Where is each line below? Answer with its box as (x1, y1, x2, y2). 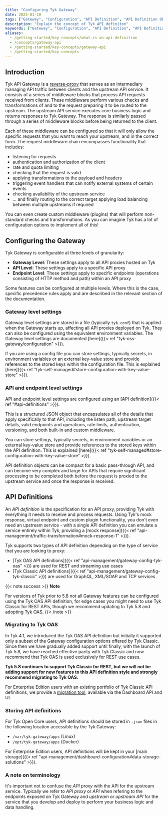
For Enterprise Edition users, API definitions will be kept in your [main (5, 748, 147, 754)
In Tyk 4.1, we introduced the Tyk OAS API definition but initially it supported (5, 632, 161, 639)
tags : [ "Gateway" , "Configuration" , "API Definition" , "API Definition (5, 17, 157, 22)
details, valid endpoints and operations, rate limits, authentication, (5, 421, 141, 427)
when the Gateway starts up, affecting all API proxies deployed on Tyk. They (5, 325, 162, 331)
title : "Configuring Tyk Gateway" (5, 7, 77, 13)
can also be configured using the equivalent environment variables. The (5, 330, 153, 336)
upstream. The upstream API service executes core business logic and (5, 108, 151, 114)
